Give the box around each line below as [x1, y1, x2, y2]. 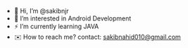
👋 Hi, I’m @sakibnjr [13, 7, 69, 15]
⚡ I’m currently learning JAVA [13, 22, 99, 30]
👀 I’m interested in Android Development [13, 14, 132, 23]
